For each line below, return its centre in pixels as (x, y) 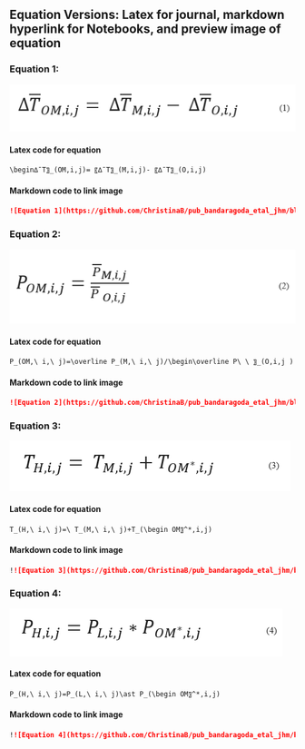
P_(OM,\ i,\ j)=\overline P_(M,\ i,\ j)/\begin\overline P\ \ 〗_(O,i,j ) (152, 362)
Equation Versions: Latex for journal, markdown (147, 15)
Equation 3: (35, 426)
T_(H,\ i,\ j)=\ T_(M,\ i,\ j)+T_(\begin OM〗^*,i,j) (111, 529)
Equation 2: (35, 234)
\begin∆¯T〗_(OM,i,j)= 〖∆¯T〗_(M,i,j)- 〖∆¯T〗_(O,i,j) (108, 170)
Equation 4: (35, 594)
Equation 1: (34, 69)
